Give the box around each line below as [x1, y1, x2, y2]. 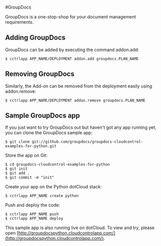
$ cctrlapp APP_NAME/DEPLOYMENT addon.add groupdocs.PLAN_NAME [5, 56, 139, 61]
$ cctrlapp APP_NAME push [5, 212, 59, 217]
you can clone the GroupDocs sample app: [5, 130, 93, 136]
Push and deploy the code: [5, 202, 61, 208]
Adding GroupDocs [5, 33, 66, 42]
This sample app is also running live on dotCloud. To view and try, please [5, 225, 155, 231]
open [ [5, 230, 19, 236]
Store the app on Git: [5, 153, 48, 159]
